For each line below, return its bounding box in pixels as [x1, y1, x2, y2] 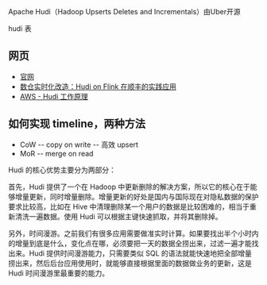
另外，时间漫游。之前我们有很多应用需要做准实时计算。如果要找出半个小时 [8, 229, 252, 238]
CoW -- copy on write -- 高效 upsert [19, 140, 139, 149]
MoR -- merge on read [19, 148, 94, 158]
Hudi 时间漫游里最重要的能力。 [8, 268, 110, 278]
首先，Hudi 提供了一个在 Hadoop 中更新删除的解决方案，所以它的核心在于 [8, 182, 250, 191]
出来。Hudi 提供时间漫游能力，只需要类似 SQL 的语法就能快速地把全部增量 [8, 248, 253, 258]
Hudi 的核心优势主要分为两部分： [8, 165, 117, 175]
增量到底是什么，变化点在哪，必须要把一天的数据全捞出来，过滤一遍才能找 [14, 238, 259, 248]
